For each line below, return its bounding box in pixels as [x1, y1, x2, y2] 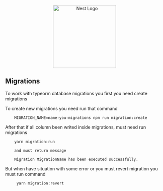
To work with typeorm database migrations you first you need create [5, 90, 147, 96]
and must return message [14, 148, 66, 153]
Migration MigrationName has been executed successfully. [14, 157, 138, 162]
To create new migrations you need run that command [5, 105, 118, 111]
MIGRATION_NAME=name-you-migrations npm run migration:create [14, 115, 147, 120]
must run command [5, 171, 46, 177]
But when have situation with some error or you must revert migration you [5, 165, 158, 171]
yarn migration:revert [16, 180, 64, 186]
